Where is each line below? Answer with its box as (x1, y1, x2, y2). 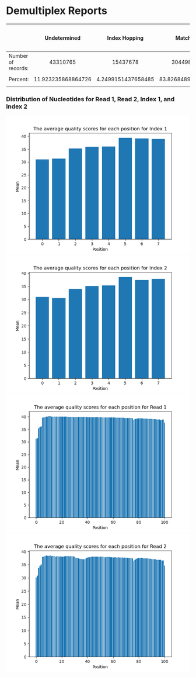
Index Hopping (107, 34, 144, 42)
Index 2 (6, 102, 28, 110)
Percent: (8, 76, 29, 83)
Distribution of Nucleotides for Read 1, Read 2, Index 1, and (6, 95, 175, 103)
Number (8, 52, 29, 59)
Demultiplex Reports (6, 4, 108, 18)
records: (8, 64, 29, 71)
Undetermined (44, 34, 80, 42)
